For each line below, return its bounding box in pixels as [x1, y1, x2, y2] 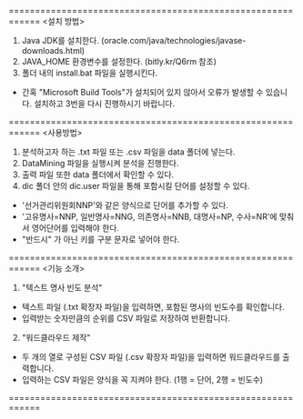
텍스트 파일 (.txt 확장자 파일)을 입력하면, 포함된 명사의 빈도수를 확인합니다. [21, 302, 286, 312]
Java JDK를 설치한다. [21, 35, 99, 45]
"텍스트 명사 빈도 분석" [21, 283, 103, 293]
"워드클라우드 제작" [21, 333, 91, 343]
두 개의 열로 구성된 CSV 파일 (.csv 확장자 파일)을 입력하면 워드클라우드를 [21, 352, 281, 362]
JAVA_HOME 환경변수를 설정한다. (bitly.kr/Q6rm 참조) [21, 56, 217, 66]
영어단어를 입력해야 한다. [31, 223, 120, 233]
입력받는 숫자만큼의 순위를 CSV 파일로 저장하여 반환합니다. [21, 313, 231, 324]
